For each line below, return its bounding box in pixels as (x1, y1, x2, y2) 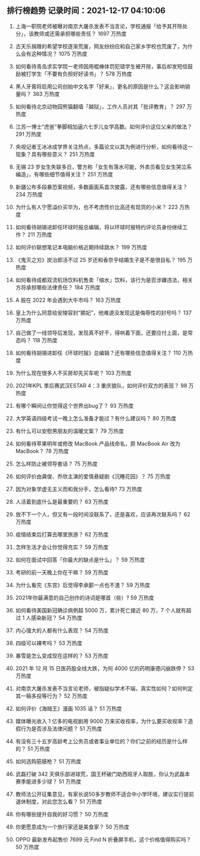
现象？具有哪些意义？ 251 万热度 (15, 151, 95, 158)
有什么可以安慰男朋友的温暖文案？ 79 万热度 (15, 427, 124, 435)
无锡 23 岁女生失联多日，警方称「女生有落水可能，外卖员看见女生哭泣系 (15, 163, 192, 170)
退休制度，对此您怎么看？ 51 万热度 (15, 798, 102, 805)
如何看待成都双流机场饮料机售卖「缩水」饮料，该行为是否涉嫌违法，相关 (15, 276, 193, 283)
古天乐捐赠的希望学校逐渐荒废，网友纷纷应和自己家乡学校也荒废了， (15, 42, 183, 49)
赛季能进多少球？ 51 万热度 (15, 777, 82, 785)
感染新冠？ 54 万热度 (31, 614, 83, 621)
